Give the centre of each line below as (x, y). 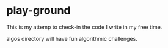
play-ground (38, 10)
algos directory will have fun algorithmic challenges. (72, 38)
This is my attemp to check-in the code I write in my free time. (84, 27)
